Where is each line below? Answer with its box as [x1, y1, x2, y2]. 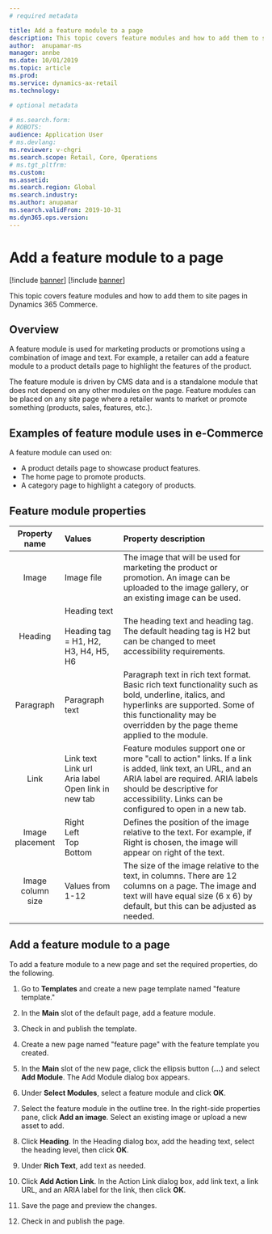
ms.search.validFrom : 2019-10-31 [9, 206, 122, 214]
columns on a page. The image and [123, 881, 257, 891]
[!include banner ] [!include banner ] [9, 275, 126, 285]
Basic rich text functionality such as [123, 679, 258, 690]
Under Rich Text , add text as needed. [20, 1160, 146, 1170]
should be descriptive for [123, 784, 219, 794]
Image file [64, 572, 103, 583]
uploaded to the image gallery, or [123, 582, 249, 593]
